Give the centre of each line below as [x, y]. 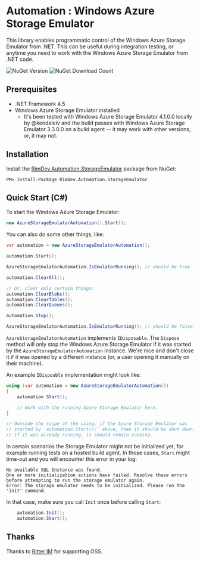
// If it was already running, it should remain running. [79, 435]
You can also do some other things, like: [55, 234]
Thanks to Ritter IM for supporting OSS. [54, 551]
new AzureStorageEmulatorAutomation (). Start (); [66, 223]
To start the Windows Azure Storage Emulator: [63, 212]
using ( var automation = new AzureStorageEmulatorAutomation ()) [87, 386]
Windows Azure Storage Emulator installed [67, 110]
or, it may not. [40, 135]
